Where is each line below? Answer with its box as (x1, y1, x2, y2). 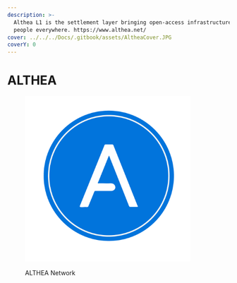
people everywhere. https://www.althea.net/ (13, 26, 147, 33)
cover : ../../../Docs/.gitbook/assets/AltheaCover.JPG (7, 34, 172, 41)
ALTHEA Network (25, 269, 75, 277)
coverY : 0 (7, 41, 37, 49)
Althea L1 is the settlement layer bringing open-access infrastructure (13, 18, 232, 26)
